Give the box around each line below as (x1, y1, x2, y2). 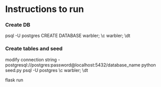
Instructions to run (5, 3, 84, 15)
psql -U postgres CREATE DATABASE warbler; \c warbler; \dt (5, 32, 130, 38)
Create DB (5, 21, 30, 28)
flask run (5, 76, 23, 83)
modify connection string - (5, 56, 60, 62)
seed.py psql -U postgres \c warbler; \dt (5, 67, 88, 73)
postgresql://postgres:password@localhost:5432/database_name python (5, 61, 156, 68)
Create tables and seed (5, 45, 63, 52)
